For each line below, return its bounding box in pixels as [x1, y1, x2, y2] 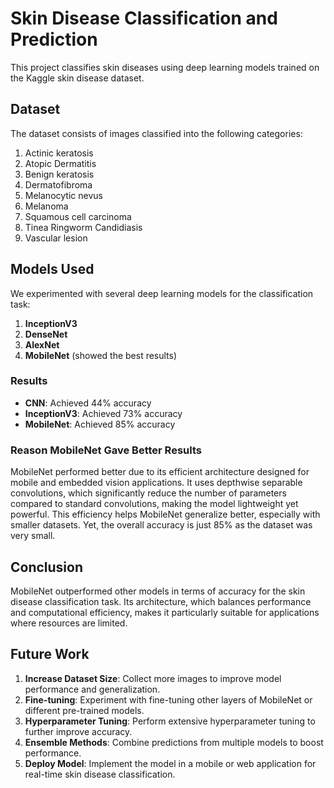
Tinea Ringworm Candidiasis [24, 221, 143, 233]
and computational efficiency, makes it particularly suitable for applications [10, 606, 320, 618]
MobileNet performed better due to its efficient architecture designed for [10, 466, 310, 478]
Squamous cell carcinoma [24, 210, 132, 222]
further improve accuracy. [24, 725, 133, 737]
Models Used [10, 261, 95, 278]
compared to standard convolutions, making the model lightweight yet [10, 498, 299, 510]
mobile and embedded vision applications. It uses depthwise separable [10, 477, 303, 489]
